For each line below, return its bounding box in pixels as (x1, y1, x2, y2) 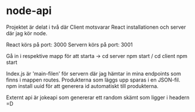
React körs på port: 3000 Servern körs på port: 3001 (6, 41, 133, 48)
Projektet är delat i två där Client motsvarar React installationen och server (6, 23, 186, 30)
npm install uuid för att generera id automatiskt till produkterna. (6, 82, 159, 89)
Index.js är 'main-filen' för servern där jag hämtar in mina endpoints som (6, 70, 181, 77)
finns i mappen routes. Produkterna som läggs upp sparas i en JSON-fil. (6, 76, 181, 83)
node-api (6, 4, 52, 18)
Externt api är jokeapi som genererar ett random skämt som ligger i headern (6, 94, 190, 101)
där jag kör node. (6, 29, 48, 36)
